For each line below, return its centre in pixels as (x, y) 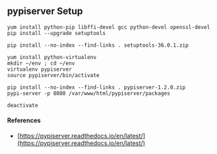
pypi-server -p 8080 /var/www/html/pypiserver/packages (89, 93)
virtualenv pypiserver (39, 69)
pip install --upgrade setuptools (57, 33)
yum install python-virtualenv (52, 57)
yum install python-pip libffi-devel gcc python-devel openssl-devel (109, 27)
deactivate (23, 105)
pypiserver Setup (45, 11)
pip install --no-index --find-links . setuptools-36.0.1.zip (98, 45)
